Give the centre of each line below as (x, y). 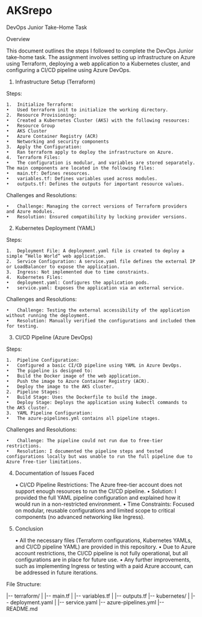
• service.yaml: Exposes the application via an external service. (96, 288)
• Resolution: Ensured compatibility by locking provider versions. (97, 217)
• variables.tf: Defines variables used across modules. (82, 178)
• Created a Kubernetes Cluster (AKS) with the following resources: (98, 120)
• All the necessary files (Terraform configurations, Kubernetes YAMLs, (103, 540)
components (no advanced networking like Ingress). (80, 517)
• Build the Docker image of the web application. (74, 376)
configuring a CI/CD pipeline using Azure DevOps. (68, 70)
